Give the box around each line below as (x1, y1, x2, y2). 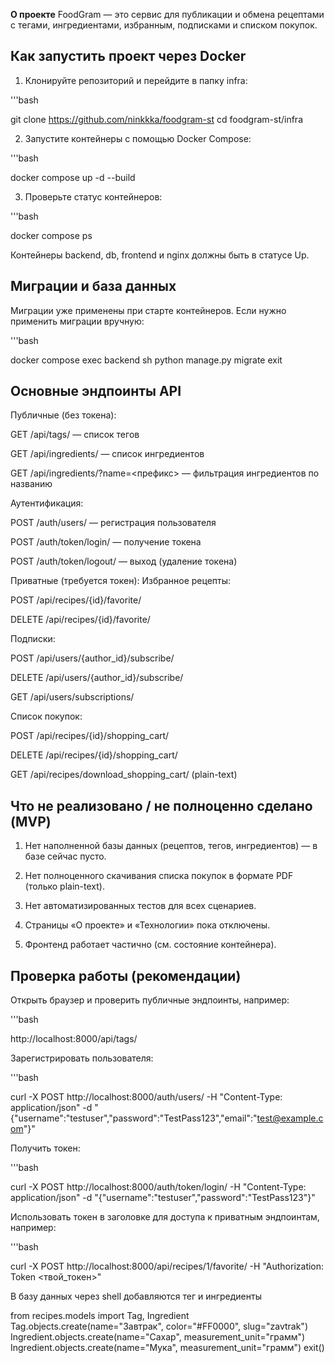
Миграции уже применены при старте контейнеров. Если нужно (10, 304, 287, 316)
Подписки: (10, 633, 56, 645)
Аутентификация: (10, 497, 84, 509)
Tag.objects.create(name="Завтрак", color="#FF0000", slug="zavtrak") (10, 1320, 308, 1333)
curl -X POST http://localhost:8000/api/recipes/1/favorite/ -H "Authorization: (10, 1260, 325, 1273)
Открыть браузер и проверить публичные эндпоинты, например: (10, 994, 290, 1006)
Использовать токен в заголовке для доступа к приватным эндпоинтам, (10, 1211, 320, 1223)
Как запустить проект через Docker (10, 48, 247, 65)
